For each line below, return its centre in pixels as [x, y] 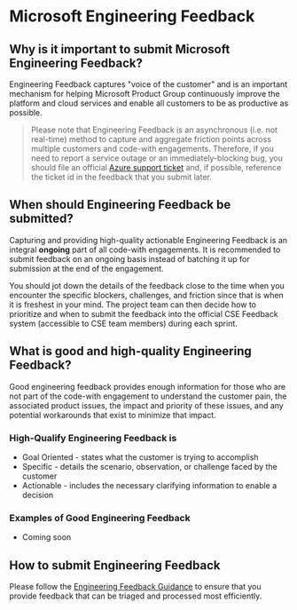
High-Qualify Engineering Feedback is [93, 438]
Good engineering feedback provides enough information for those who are [148, 386]
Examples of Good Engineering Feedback [100, 518]
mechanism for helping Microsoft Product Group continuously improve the [145, 94]
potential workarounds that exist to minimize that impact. [113, 415]
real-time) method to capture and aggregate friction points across [151, 139]
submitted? [41, 219]
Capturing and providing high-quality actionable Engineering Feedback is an [148, 240]
